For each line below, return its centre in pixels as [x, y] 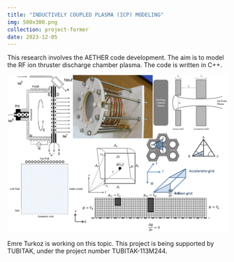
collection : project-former [48, 29]
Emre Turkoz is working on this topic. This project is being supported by [111, 243]
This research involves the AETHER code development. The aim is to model [116, 58]
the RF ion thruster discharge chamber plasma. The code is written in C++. [115, 65]
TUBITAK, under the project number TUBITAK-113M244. [87, 251]
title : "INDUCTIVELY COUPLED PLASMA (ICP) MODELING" [86, 15]
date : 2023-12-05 [32, 37]
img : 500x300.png [32, 22]
